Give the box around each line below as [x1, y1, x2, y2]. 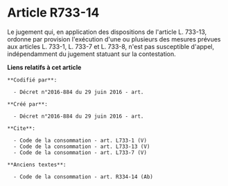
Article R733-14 [7, 5, 100, 21]
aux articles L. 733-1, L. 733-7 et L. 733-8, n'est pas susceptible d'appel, [7, 42, 215, 50]
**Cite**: [7, 124, 36, 132]
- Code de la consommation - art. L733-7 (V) [13, 149, 148, 156]
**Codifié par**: [7, 76, 58, 84]
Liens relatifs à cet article [7, 63, 82, 71]
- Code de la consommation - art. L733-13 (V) [13, 143, 150, 150]
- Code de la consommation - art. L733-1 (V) [13, 137, 148, 144]
